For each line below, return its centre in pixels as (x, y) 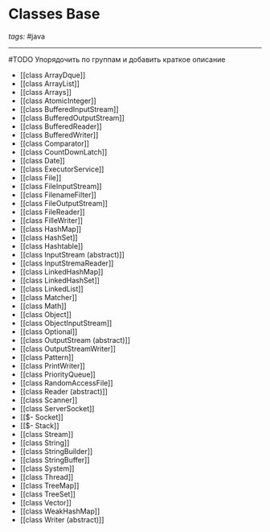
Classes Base (54, 14)
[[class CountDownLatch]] (63, 152)
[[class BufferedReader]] (61, 126)
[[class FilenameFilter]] (58, 195)
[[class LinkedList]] (51, 289)
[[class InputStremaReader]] (67, 263)
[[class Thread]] (47, 476)
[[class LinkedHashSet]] (60, 280)
